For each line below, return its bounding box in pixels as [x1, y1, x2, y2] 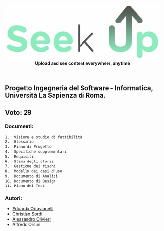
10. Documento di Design [5, 179, 56, 184]
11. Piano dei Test [5, 184, 45, 188]
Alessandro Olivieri [12, 216, 51, 222]
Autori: [5, 195, 22, 202]
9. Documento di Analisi [5, 174, 58, 179]
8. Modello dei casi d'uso [5, 169, 63, 174]
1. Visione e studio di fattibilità [5, 135, 82, 139]
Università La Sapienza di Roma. [5, 92, 106, 100]
